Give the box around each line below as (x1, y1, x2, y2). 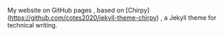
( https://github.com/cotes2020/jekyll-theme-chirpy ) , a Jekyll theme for (7, 13, 217, 22)
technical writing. (7, 21, 58, 29)
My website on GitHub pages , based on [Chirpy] (7, 6, 150, 14)
